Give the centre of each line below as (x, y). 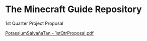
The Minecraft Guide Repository (73, 9)
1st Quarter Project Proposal (34, 23)
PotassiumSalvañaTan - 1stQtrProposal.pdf (50, 33)
